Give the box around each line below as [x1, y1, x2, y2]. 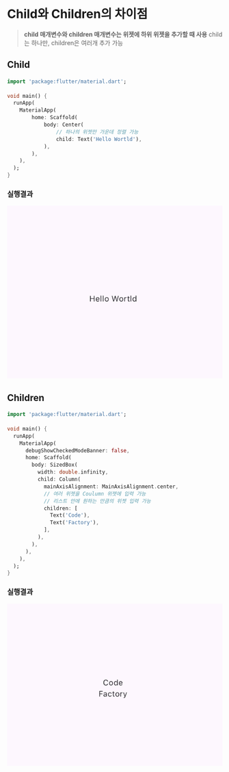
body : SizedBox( [31, 461, 78, 469]
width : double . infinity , [37, 469, 109, 476]
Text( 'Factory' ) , [50, 519, 99, 526]
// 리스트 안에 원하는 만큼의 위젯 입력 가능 [43, 498, 152, 504]
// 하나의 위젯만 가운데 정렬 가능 [55, 128, 139, 136]
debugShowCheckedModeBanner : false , [25, 447, 130, 454]
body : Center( [43, 121, 84, 128]
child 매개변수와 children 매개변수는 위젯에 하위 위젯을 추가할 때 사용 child [23, 30, 223, 38]
